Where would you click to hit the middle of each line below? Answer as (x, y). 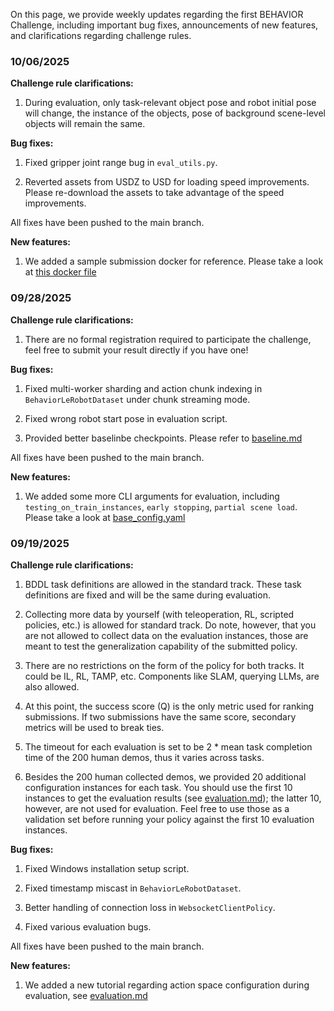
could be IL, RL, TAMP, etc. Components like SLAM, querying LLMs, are (172, 676)
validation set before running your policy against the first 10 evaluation (169, 819)
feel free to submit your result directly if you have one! (136, 350)
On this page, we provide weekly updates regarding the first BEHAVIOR (157, 14)
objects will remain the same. (85, 124)
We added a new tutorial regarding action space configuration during (167, 985)
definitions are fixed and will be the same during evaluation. (147, 595)
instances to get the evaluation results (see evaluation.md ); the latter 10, (173, 798)
